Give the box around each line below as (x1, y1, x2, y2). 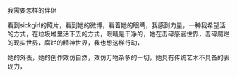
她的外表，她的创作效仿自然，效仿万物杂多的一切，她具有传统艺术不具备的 (7, 53, 224, 62)
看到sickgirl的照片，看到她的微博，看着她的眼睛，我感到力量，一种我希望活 (7, 21, 226, 29)
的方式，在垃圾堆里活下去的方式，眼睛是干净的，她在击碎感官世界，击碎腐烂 (7, 30, 230, 38)
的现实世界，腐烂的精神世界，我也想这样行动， (7, 38, 143, 47)
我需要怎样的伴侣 (7, 6, 57, 14)
